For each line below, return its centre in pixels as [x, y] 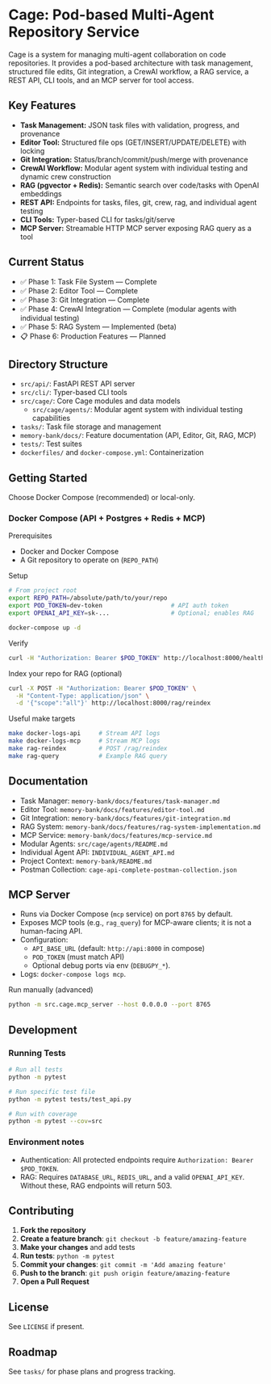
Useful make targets [42, 719]
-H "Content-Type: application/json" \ [83, 696]
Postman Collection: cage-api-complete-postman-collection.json [129, 869]
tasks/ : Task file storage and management [90, 427]
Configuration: [44, 940]
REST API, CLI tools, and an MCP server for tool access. [101, 80]
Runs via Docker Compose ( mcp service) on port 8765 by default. [126, 914]
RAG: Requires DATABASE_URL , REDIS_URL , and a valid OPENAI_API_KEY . [132, 1176]
